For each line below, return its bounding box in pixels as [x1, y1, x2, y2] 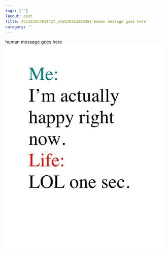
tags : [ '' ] [5, 8, 28, 13]
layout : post [5, 13, 33, 19]
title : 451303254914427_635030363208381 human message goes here [5, 19, 146, 24]
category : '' [5, 24, 33, 29]
